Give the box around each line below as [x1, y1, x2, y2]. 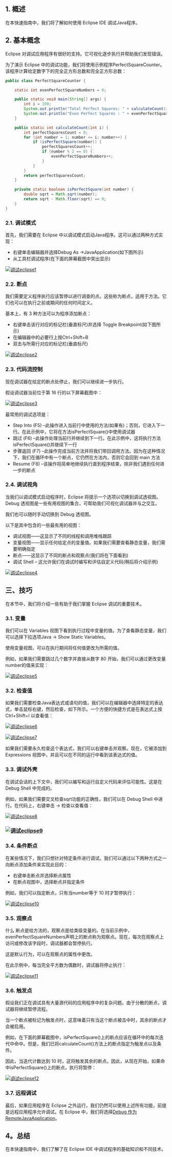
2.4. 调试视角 [5, 481, 38, 488]
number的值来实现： [5, 662, 49, 668]
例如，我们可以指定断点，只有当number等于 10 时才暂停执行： [5, 889, 137, 895]
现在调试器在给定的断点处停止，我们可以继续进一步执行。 [5, 378, 126, 384]
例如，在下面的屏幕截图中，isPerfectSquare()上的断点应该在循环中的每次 [5, 1034, 159, 1040]
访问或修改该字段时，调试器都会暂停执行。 [5, 940, 95, 946]
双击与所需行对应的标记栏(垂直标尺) [12, 341, 89, 347]
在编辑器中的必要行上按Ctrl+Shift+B [12, 334, 89, 341]
